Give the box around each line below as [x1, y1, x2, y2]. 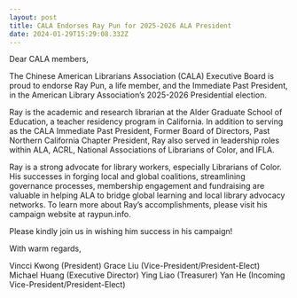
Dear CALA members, [9, 54, 89, 65]
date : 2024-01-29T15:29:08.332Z [9, 29, 129, 38]
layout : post [9, 12, 58, 22]
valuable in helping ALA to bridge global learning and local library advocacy [9, 190, 285, 200]
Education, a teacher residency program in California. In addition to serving [9, 116, 284, 127]
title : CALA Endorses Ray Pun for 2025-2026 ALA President [9, 21, 232, 30]
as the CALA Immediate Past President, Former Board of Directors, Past [9, 126, 270, 137]
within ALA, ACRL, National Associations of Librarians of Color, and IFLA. [9, 145, 275, 155]
